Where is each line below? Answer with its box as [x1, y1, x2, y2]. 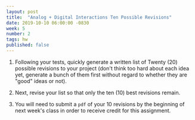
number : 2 [6, 31, 31, 37]
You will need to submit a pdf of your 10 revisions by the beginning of [14, 100, 185, 107]
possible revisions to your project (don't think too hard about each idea [14, 64, 190, 72]
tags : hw [6, 36, 28, 42]
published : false [6, 42, 49, 48]
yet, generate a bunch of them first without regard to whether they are [14, 71, 188, 78]
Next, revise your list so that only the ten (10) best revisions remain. [14, 89, 181, 96]
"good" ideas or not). [14, 77, 67, 84]
